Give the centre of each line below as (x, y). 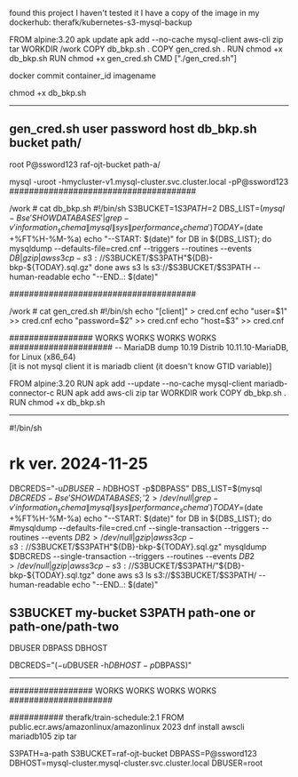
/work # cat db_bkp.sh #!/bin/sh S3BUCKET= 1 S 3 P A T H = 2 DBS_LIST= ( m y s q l (147, 208)
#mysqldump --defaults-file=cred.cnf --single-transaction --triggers (134, 528)
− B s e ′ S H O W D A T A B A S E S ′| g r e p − (70, 218)
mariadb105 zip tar (43, 736)
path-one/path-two (64, 626)
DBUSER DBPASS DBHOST (59, 648)
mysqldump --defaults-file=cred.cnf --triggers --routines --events (131, 248)
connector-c (32, 393)
